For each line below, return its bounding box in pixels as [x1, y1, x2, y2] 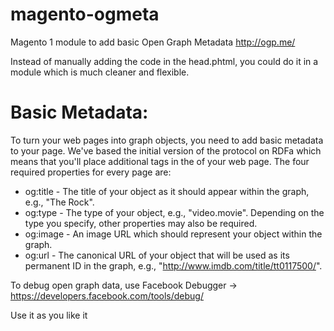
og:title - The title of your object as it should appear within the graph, [24, 185, 310, 197]
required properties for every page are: [10, 166, 172, 178]
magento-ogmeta [10, 3, 160, 26]
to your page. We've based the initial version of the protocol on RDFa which [10, 144, 322, 157]
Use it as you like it [10, 309, 88, 321]
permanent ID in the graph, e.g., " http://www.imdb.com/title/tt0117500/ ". [24, 259, 323, 272]
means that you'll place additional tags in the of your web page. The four [10, 155, 310, 167]
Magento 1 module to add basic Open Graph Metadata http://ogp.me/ [10, 36, 296, 48]
